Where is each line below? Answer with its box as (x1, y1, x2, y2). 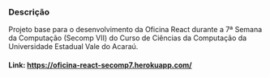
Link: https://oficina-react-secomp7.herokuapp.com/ (8, 60, 192, 70)
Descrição (8, 6, 50, 18)
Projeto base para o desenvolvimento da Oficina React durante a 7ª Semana (8, 25, 263, 35)
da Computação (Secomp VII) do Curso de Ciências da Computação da (8, 33, 247, 43)
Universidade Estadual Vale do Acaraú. (8, 42, 139, 51)
